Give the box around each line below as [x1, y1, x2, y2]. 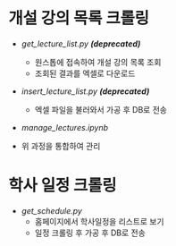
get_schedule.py [21, 205, 82, 216]
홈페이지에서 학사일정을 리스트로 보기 [34, 216, 164, 226]
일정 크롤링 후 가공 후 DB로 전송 [34, 227, 147, 238]
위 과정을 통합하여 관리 [21, 140, 101, 151]
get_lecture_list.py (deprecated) [21, 38, 141, 49]
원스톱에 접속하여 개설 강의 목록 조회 [34, 56, 162, 67]
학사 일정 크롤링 [8, 175, 117, 196]
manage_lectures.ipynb [21, 122, 109, 132]
